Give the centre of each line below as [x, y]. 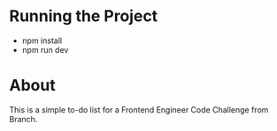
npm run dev [45, 49]
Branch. [23, 119]
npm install [42, 40]
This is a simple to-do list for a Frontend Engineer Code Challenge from [139, 109]
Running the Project [84, 16]
